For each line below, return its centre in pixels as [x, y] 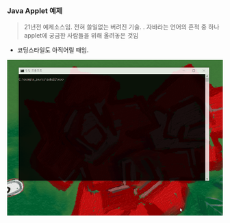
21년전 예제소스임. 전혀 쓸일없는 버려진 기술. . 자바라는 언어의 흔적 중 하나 [122, 27]
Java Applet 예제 [35, 10]
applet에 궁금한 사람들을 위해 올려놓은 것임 [81, 36]
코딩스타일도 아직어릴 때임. [53, 50]
